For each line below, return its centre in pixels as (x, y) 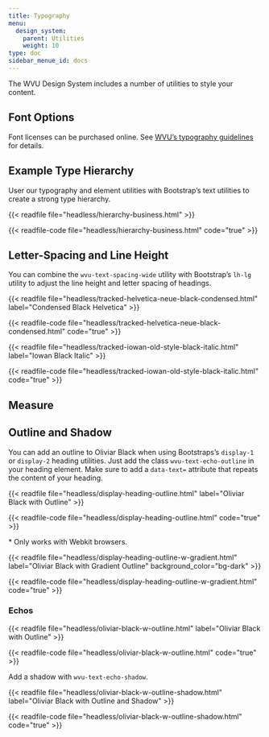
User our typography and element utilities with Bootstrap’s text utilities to (129, 190)
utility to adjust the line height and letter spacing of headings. (110, 284)
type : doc (25, 53)
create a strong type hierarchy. (60, 199)
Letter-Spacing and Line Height (89, 255)
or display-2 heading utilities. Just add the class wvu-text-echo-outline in (131, 461)
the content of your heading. (56, 478)
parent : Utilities (54, 38)
